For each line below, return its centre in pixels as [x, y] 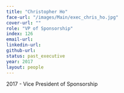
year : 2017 [20, 61]
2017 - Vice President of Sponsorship [52, 84]
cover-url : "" [24, 23]
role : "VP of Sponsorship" [40, 28]
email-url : [20, 39]
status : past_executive [36, 56]
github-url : [21, 51]
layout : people [25, 67]
